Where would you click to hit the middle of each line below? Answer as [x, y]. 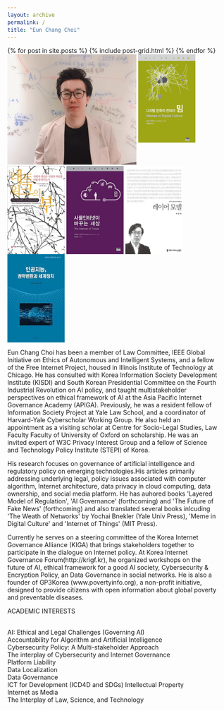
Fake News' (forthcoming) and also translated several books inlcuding [109, 509]
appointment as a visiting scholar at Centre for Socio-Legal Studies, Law [112, 428]
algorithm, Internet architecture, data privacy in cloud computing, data [109, 486]
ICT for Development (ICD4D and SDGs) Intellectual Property [96, 685]
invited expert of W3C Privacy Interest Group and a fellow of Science [107, 443]
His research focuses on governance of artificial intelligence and [101, 464]
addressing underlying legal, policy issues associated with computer [107, 479]
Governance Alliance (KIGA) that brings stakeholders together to [101, 545]
